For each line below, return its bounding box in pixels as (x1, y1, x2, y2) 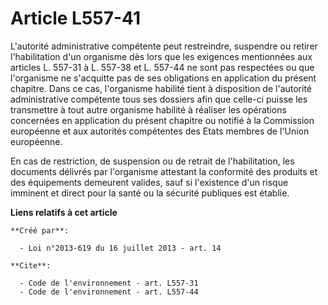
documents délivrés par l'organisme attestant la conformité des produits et (10, 165, 318, 177)
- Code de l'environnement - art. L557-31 (19, 278, 199, 288)
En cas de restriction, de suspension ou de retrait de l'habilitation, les (10, 155, 295, 167)
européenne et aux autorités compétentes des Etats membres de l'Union (10, 125, 310, 137)
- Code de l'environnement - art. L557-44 (19, 287, 199, 297)
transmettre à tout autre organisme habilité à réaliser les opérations (10, 103, 287, 116)
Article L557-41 (10, 7, 142, 30)
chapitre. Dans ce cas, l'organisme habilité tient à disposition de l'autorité (10, 82, 313, 94)
